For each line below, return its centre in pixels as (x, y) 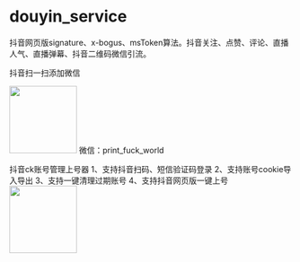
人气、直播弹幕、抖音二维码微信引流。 (80, 53)
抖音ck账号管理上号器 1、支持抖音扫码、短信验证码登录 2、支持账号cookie (146, 169)
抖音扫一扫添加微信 (45, 73)
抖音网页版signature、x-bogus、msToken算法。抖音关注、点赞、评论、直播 (149, 42)
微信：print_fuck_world (121, 150)
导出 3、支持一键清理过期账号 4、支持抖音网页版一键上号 (123, 180)
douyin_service (68, 17)
